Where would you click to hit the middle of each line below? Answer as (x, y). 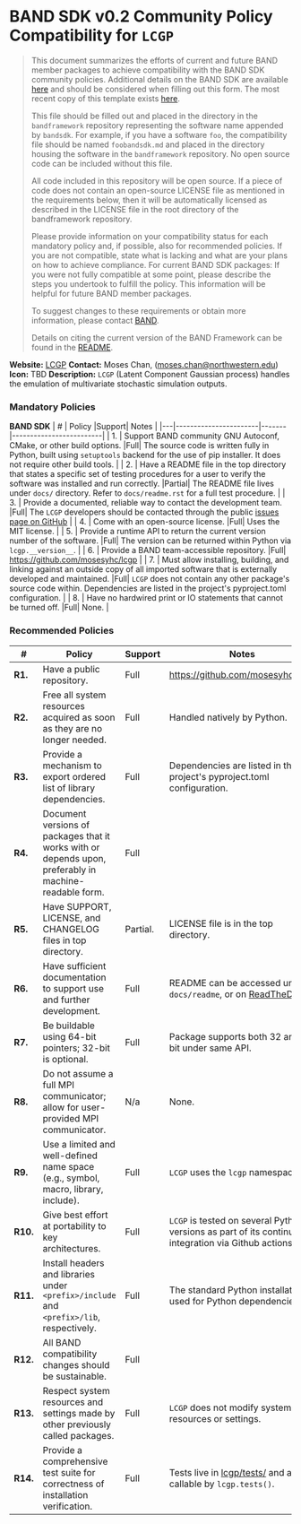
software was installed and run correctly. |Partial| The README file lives (142, 484)
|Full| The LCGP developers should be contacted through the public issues (144, 512)
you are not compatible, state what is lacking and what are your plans (159, 255)
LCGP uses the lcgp (208, 1172)
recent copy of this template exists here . (106, 98)
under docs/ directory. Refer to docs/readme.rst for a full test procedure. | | (147, 493)
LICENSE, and (72, 918)
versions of (66, 825)
